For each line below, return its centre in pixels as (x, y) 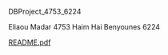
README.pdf (30, 42)
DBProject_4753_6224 (45, 12)
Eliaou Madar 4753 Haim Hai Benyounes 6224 (84, 27)
